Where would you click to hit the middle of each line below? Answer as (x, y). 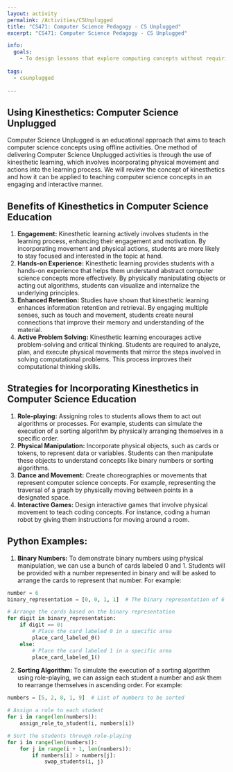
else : (28, 644)
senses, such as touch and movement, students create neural (105, 315)
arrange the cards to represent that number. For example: (99, 580)
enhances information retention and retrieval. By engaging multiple (112, 307)
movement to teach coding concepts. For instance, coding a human (114, 512)
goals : (23, 52)
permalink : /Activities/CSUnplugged (60, 20)
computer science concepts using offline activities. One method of (102, 147)
